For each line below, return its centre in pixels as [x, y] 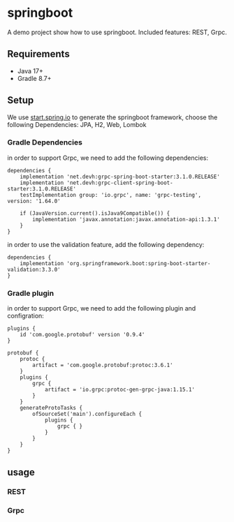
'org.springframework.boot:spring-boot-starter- [139, 263]
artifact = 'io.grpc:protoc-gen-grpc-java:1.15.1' [120, 390]
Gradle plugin [31, 293]
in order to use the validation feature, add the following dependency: [106, 244]
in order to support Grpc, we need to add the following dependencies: [108, 158]
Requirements [38, 54]
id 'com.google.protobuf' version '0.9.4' [82, 335]
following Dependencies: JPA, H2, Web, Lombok [77, 124]
